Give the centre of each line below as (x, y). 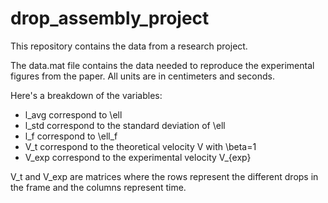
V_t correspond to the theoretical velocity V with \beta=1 (140, 146)
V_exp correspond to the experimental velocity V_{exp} (138, 157)
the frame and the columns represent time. (98, 187)
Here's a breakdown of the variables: (86, 95)
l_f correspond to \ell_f (71, 136)
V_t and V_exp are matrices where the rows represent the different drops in (164, 176)
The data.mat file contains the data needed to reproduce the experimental (162, 65)
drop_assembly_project (110, 18)
